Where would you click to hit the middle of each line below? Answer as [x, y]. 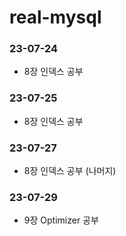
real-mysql [55, 17]
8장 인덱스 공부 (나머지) [70, 171]
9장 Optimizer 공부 [61, 220]
